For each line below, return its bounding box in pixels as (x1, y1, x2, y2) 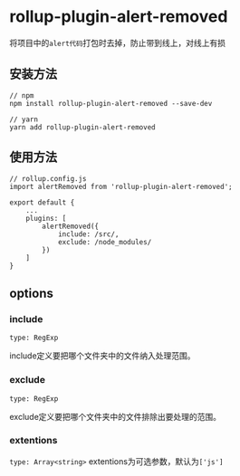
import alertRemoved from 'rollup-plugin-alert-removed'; (9, 182, 233, 191)
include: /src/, (57, 229, 120, 239)
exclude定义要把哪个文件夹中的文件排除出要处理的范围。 (9, 411, 222, 422)
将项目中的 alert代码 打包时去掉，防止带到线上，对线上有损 (9, 37, 226, 48)
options (9, 285, 54, 300)
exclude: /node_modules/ (57, 237, 152, 246)
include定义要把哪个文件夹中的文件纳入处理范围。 (9, 350, 197, 361)
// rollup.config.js (9, 174, 88, 183)
